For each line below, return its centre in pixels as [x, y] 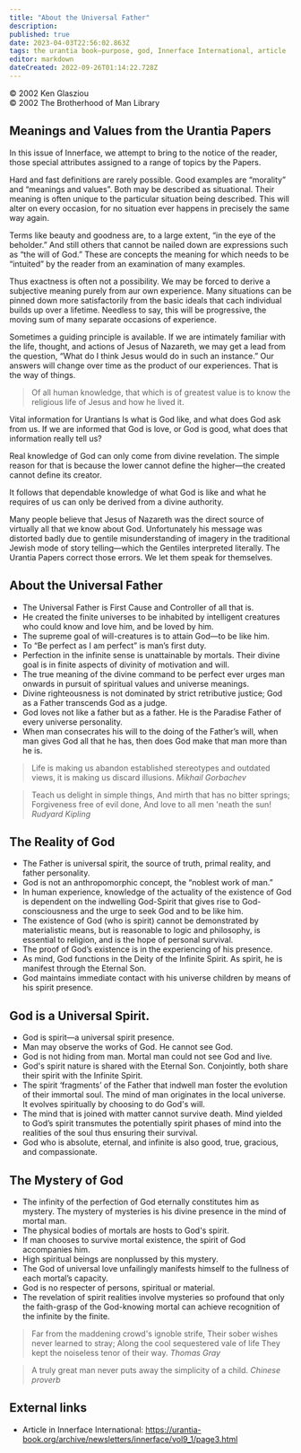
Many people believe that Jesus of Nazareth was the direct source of [137, 519]
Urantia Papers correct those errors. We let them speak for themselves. [141, 557]
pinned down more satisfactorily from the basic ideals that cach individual [146, 300]
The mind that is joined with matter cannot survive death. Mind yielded [152, 1114]
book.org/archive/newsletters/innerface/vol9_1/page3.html [130, 1439]
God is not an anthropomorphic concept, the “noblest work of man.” [147, 883]
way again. [29, 217]
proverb [46, 1379]
